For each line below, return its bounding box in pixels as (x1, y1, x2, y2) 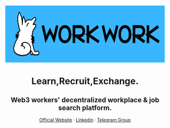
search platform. (58, 103, 112, 112)
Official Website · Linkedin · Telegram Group (39, 117, 131, 123)
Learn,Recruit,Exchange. (31, 75, 139, 87)
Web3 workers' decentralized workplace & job (11, 96, 159, 104)
